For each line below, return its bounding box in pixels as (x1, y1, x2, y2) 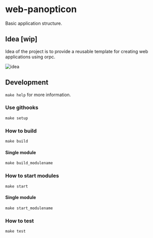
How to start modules (5, 172, 59, 179)
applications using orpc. (5, 54, 56, 60)
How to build (5, 127, 37, 134)
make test (5, 229, 26, 234)
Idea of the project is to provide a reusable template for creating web (5, 48, 148, 54)
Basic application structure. (5, 20, 62, 26)
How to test (5, 217, 34, 224)
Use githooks (5, 104, 39, 111)
